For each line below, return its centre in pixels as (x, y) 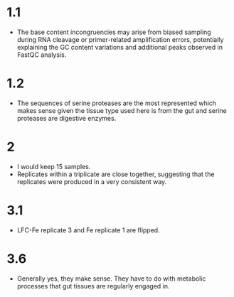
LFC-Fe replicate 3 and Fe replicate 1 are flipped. (89, 230)
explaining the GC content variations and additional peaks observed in (120, 47)
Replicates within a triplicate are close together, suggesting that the (116, 174)
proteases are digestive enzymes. (67, 118)
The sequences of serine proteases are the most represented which (117, 103)
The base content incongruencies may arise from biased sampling (114, 32)
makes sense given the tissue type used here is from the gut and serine (122, 110)
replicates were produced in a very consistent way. (92, 181)
